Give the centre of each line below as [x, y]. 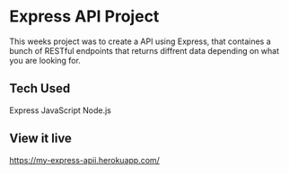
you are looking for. [45, 60]
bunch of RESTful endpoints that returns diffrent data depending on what [144, 50]
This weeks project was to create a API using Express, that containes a [140, 41]
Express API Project [84, 17]
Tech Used [40, 88]
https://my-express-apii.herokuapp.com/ [84, 160]
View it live [40, 139]
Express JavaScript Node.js [61, 110]
